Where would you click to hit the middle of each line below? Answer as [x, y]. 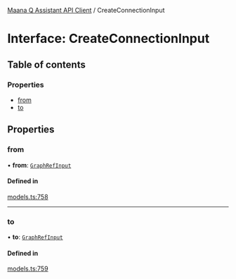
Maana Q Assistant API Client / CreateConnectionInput [86, 10]
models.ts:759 [28, 269]
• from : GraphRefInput [39, 165]
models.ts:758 [28, 197]
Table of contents [46, 64]
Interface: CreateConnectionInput [109, 39]
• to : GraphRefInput [35, 237]
